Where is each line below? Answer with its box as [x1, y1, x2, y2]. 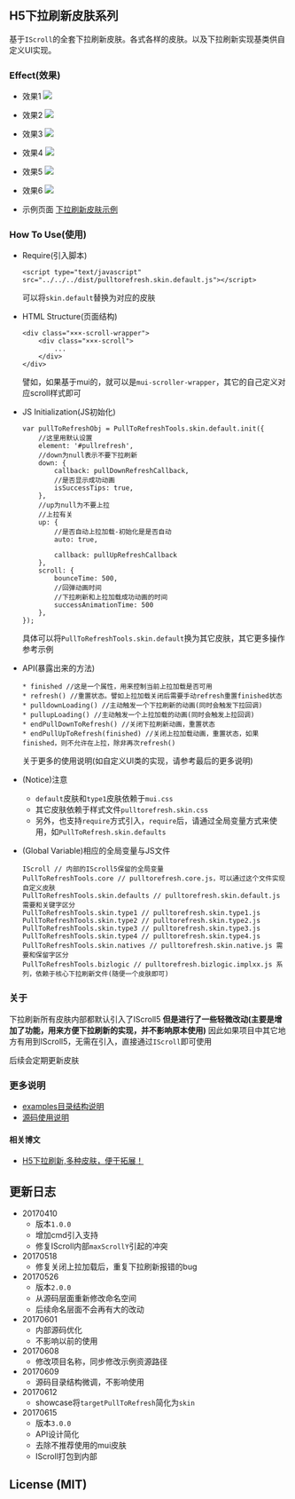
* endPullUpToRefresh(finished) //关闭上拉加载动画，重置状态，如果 [21, 730, 260, 738]
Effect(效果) [9, 69, 61, 82]
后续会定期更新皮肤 [9, 1054, 80, 1065]
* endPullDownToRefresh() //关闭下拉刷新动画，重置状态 [21, 720, 215, 730]
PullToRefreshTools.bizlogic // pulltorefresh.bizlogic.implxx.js [21, 960, 273, 969]
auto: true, [54, 535, 98, 544]
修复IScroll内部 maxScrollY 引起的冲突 [35, 1241, 168, 1251]
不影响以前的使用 [35, 1336, 98, 1346]
